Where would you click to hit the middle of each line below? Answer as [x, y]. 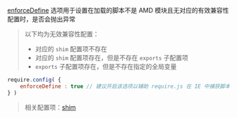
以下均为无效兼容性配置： [62, 34]
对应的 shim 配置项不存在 [71, 49]
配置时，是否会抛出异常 [41, 19]
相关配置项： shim [50, 107]
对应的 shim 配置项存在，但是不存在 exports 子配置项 [112, 58]
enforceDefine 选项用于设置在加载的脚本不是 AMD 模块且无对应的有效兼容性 [118, 10]
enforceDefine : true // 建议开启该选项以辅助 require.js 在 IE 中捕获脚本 [125, 86]
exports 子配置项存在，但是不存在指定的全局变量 [106, 66]
